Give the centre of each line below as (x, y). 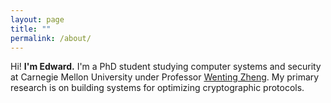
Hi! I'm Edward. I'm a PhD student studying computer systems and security (166, 67)
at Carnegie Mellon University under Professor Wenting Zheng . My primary (165, 77)
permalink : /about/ (51, 38)
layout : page (37, 19)
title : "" (31, 29)
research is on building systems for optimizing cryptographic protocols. (157, 88)
